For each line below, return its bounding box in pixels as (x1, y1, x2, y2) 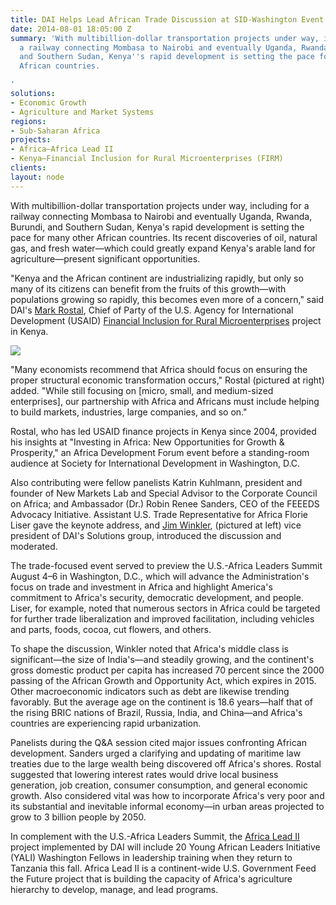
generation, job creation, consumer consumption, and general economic (10, 779, 308, 791)
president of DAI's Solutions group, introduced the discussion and (10, 529, 282, 541)
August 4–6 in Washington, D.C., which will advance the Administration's (10, 570, 310, 582)
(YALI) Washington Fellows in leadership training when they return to (10, 851, 293, 863)
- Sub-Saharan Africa (10, 126, 101, 136)
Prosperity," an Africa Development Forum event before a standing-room (10, 446, 310, 458)
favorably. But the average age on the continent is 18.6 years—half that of (10, 696, 314, 708)
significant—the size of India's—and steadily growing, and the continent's (10, 653, 315, 665)
